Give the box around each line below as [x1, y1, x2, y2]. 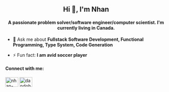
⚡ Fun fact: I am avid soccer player [12, 52, 88, 58]
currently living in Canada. [57, 25, 115, 31]
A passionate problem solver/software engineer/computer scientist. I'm [8, 19, 164, 26]
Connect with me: [5, 65, 45, 72]
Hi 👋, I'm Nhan [63, 5, 109, 14]
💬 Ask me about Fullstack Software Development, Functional [12, 36, 144, 42]
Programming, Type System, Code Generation [12, 41, 113, 48]
